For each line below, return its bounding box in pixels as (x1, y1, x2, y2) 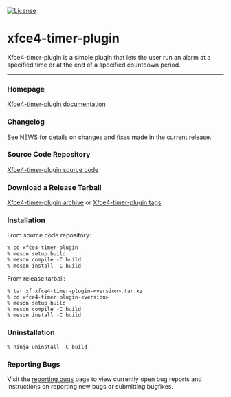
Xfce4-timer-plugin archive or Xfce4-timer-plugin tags (7, 198, 162, 206)
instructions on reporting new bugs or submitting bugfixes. (7, 383, 174, 391)
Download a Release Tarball (7, 182, 102, 192)
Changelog (7, 117, 45, 127)
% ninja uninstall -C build (7, 343, 88, 350)
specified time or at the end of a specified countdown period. (7, 61, 181, 69)
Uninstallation (7, 328, 55, 337)
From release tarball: (7, 275, 66, 283)
